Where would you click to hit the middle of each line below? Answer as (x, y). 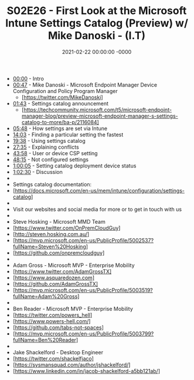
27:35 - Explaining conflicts (46, 147)
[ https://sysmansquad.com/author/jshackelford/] (72, 365)
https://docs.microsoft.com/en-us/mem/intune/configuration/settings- (100, 190)
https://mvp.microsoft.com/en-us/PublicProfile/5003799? (84, 333)
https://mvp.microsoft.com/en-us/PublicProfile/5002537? (84, 240)
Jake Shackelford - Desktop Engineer (58, 352)
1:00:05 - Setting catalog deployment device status (74, 166)
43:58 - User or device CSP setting (55, 153)
